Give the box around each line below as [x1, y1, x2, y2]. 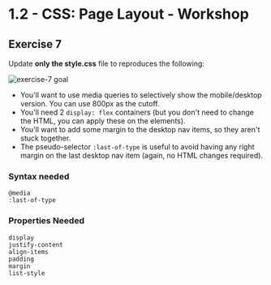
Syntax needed [8, 171, 70, 182]
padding [8, 255, 35, 263]
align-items [8, 248, 49, 256]
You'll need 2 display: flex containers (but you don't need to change [19, 107, 254, 117]
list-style [8, 269, 45, 277]
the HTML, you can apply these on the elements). [19, 116, 186, 126]
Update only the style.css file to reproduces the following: [8, 58, 205, 68]
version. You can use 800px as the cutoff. [19, 99, 160, 108]
